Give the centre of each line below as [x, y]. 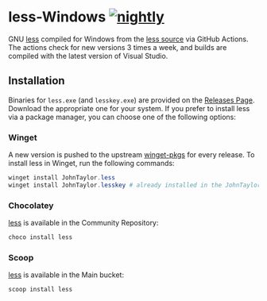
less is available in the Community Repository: [83, 223]
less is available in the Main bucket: [66, 275]
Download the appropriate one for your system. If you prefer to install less [129, 108]
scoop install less [41, 290]
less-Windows [57, 17]
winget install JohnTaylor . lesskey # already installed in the [115, 185]
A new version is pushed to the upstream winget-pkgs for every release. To [132, 155]
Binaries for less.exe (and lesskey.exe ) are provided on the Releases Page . [132, 100]
